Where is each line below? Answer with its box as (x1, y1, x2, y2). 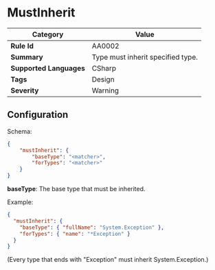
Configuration (7, 109, 69, 121)
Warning (91, 86, 119, 95)
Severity (10, 86, 39, 95)
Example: (7, 198, 34, 206)
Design (91, 74, 115, 84)
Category (32, 29, 64, 39)
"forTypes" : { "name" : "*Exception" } (19, 230, 131, 237)
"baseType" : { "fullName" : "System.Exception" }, (19, 224, 165, 231)
